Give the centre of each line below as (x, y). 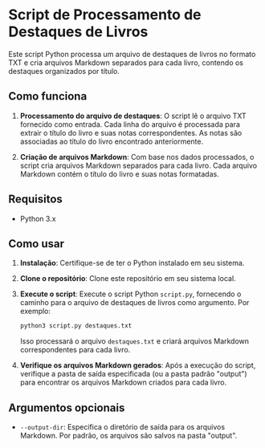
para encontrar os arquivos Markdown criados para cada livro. (123, 382)
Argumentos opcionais (67, 407)
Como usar (37, 244)
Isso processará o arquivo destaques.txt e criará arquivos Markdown (135, 341)
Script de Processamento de (105, 15)
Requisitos (35, 200)
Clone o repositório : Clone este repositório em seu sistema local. (128, 279)
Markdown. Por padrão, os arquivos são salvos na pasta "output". (128, 436)
